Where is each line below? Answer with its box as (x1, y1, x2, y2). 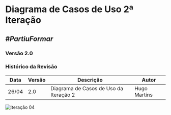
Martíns (134, 91, 153, 98)
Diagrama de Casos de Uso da (50, 85, 124, 92)
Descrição (77, 76, 103, 83)
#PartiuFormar (5, 34, 53, 43)
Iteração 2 (50, 91, 75, 98)
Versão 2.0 (5, 50, 33, 57)
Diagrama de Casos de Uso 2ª (5, 4, 134, 15)
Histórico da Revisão (5, 63, 58, 70)
